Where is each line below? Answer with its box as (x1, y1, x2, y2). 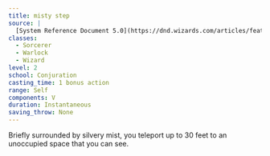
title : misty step (8, 11, 70, 20)
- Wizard (15, 57, 45, 65)
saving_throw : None (8, 109, 74, 117)
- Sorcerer (15, 42, 52, 50)
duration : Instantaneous (8, 101, 92, 109)
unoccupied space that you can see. (8, 139, 129, 148)
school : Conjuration (8, 71, 78, 79)
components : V (8, 94, 56, 102)
